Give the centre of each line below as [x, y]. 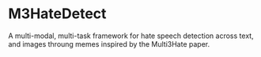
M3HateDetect [57, 14]
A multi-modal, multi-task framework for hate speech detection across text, [131, 36]
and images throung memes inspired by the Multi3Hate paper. [109, 44]
